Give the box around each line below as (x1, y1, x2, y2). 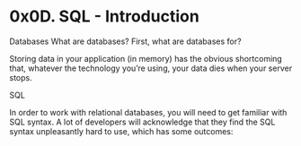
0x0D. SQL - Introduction (9, 6, 199, 27)
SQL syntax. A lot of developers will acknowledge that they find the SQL (9, 116, 276, 127)
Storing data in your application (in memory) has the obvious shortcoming (9, 53, 283, 64)
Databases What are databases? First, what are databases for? (9, 36, 242, 47)
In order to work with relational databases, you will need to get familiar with (9, 107, 288, 117)
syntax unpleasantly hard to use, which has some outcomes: (9, 125, 234, 136)
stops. (9, 72, 33, 82)
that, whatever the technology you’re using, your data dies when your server (9, 63, 293, 73)
